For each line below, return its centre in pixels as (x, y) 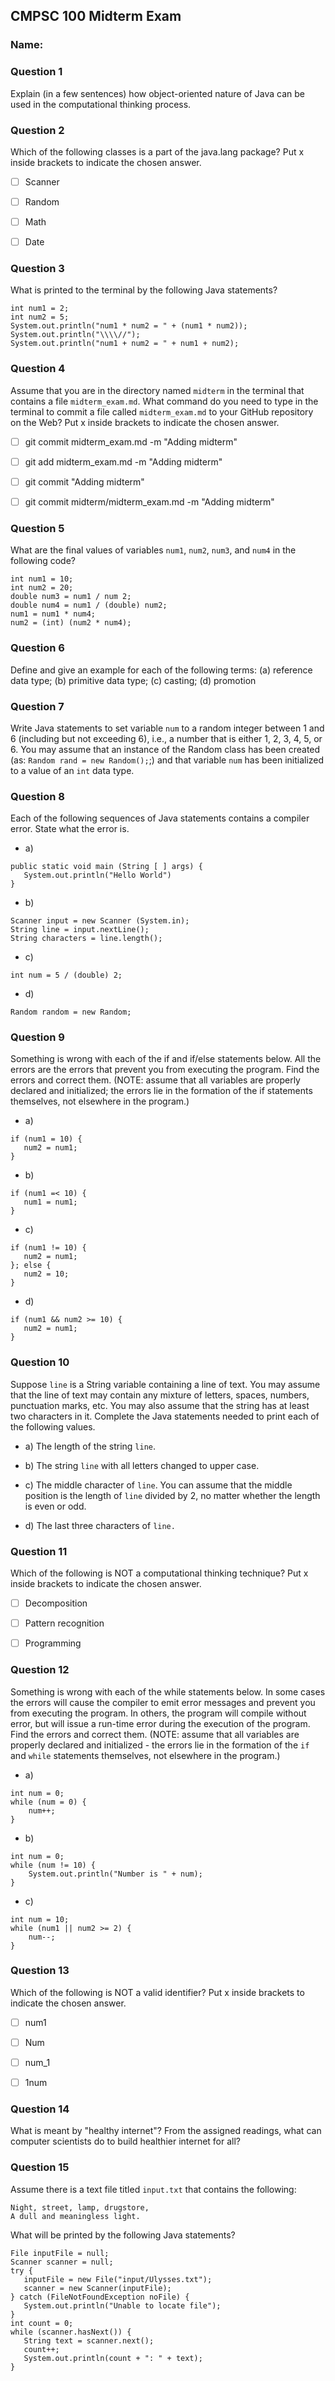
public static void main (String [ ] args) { (106, 867)
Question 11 (39, 1551)
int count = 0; (42, 2323)
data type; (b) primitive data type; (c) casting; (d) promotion (133, 680)
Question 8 (37, 796)
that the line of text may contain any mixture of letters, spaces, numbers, (160, 1395)
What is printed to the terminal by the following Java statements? (144, 290)
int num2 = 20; (42, 588)
